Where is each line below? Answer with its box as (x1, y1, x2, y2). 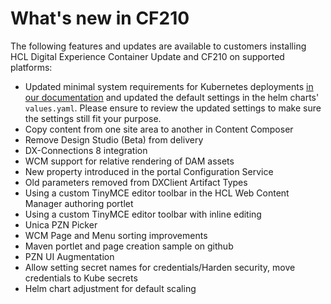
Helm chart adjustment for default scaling (24, 282, 197, 294)
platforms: (10, 61, 53, 73)
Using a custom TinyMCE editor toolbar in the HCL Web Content (24, 187, 290, 199)
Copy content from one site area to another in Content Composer (24, 123, 294, 135)
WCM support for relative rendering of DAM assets (24, 155, 235, 167)
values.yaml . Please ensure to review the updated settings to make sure (24, 102, 322, 114)
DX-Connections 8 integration (24, 144, 148, 156)
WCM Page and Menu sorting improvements (24, 229, 208, 241)
